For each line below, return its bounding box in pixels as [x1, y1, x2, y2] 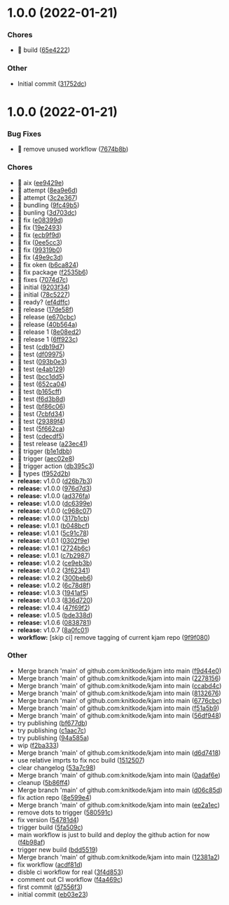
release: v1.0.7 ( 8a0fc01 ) [17, 626, 90, 634]
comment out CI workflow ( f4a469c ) [17, 875, 123, 883]
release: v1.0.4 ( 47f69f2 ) [17, 603, 90, 612]
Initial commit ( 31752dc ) [17, 79, 87, 88]
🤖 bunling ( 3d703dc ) [17, 208, 77, 217]
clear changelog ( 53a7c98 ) [17, 763, 96, 772]
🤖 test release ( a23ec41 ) [17, 439, 88, 448]
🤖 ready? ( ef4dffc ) [17, 297, 71, 306]
